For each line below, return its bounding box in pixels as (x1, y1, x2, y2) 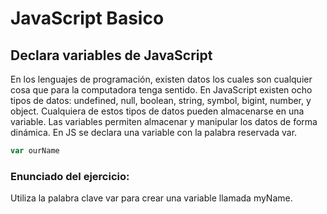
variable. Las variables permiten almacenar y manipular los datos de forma (10, 116, 318, 127)
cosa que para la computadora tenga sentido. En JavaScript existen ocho (10, 84, 313, 96)
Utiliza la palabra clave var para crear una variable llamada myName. (10, 192, 293, 204)
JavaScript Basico (10, 7, 165, 30)
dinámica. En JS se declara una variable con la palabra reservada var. (10, 127, 298, 138)
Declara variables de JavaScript (10, 47, 213, 64)
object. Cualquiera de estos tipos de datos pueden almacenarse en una (10, 105, 305, 117)
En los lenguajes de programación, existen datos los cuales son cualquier (10, 73, 313, 85)
